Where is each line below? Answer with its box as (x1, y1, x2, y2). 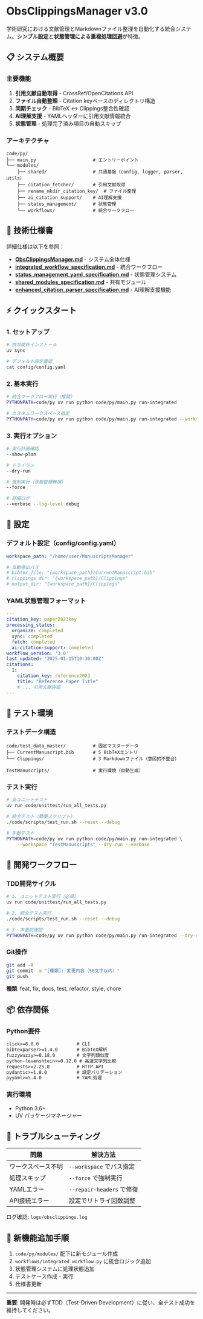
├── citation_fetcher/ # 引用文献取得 (17, 181, 126, 187)
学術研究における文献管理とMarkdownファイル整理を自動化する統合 (6, 25, 176, 32)
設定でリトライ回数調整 (68, 1196, 136, 1205)
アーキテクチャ (6, 137, 50, 145)
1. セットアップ (6, 328, 50, 336)
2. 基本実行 (6, 379, 39, 388)
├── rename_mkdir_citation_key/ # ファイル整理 (17, 188, 137, 194)
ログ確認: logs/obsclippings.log (6, 1213, 88, 1221)
